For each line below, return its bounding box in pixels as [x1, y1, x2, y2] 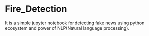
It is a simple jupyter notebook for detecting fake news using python [5, 20, 145, 26]
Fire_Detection [5, 3, 67, 15]
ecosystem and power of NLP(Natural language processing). [5, 25, 129, 31]
